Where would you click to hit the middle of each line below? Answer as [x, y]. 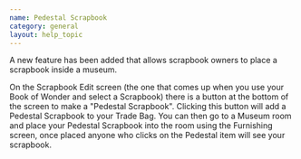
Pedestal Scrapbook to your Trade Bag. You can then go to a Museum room [150, 116]
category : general [44, 26]
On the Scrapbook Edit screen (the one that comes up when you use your [147, 88]
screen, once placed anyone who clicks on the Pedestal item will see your [147, 136]
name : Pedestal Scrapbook [58, 18]
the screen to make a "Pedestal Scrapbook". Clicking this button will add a [148, 107]
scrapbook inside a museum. [63, 70]
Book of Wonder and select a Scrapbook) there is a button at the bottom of [149, 97]
